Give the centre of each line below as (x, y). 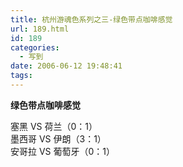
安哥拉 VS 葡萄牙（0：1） (63, 151)
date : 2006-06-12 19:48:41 (66, 66)
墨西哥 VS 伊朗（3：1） (58, 138)
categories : (35, 47)
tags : (21, 76)
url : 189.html (40, 29)
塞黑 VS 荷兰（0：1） (54, 126)
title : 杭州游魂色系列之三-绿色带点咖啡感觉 (91, 19)
